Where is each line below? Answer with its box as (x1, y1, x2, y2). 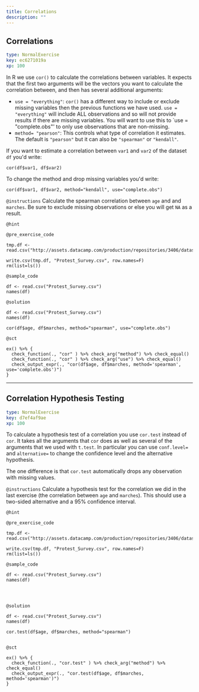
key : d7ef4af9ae (6, 415, 46, 421)
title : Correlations (6, 8, 57, 15)
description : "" (6, 14, 46, 20)
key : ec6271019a (6, 58, 46, 64)
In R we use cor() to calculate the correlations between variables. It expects (6, 74, 192, 81)
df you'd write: (6, 153, 42, 160)
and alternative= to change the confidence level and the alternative (6, 450, 173, 457)
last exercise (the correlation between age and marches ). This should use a (6, 492, 187, 499)
